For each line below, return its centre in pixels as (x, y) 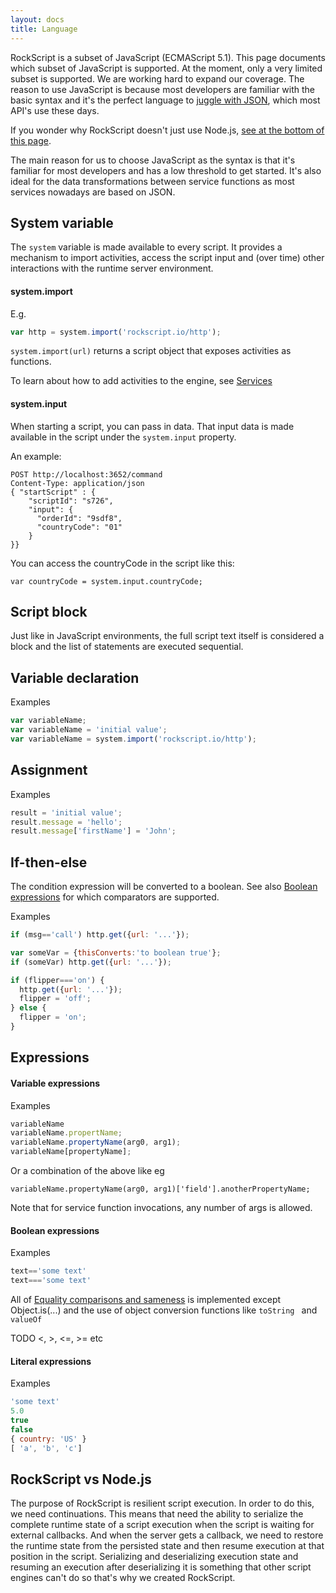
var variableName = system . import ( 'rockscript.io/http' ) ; (133, 739)
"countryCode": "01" (79, 527)
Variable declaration (75, 677)
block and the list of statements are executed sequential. (127, 647)
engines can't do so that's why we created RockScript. (123, 1578)
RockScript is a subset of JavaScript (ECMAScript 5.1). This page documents (168, 57)
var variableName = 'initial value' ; (89, 730)
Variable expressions (55, 1083)
